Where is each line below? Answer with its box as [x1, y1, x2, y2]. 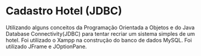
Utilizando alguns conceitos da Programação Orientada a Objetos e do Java [5, 24, 195, 31]
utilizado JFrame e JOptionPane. [5, 43, 87, 50]
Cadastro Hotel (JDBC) [5, 4, 122, 18]
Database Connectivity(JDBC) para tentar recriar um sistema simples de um [5, 30, 195, 37]
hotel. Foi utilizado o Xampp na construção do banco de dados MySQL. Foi [5, 36, 192, 43]
